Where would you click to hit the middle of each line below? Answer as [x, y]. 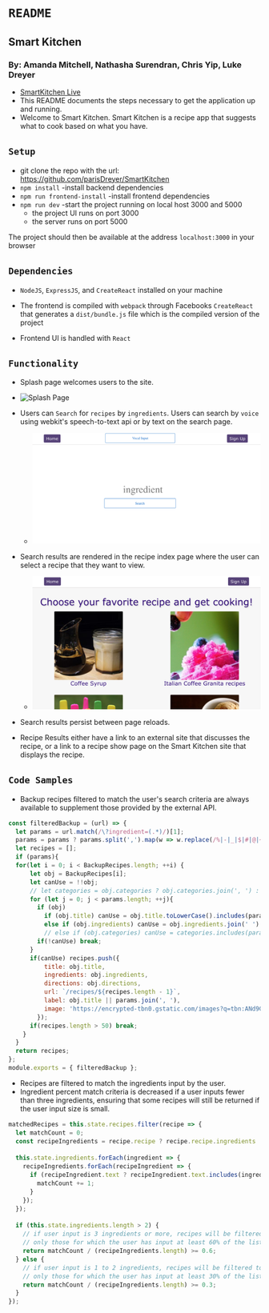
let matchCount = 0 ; [50, 1133]
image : [55, 1009]
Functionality [43, 363]
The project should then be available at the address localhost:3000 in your [131, 237]
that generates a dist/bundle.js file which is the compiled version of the [140, 314]
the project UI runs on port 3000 [85, 213]
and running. [41, 109]
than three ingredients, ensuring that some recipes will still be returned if [140, 1100]
